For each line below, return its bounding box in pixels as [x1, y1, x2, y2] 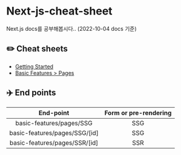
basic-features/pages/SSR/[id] [9, 138, 99, 147]
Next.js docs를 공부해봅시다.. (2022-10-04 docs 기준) [6, 25, 137, 32]
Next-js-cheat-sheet [6, 4, 113, 18]
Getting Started [15, 62, 53, 70]
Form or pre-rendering [104, 108, 172, 117]
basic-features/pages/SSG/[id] [9, 128, 99, 137]
